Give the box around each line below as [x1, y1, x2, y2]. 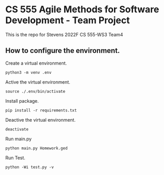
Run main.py [5, 135, 32, 142]
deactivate [5, 127, 29, 132]
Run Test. [5, 154, 26, 161]
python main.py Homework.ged [5, 145, 68, 151]
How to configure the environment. [5, 46, 120, 55]
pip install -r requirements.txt [5, 108, 77, 113]
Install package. [5, 98, 39, 104]
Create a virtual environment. [5, 60, 67, 66]
